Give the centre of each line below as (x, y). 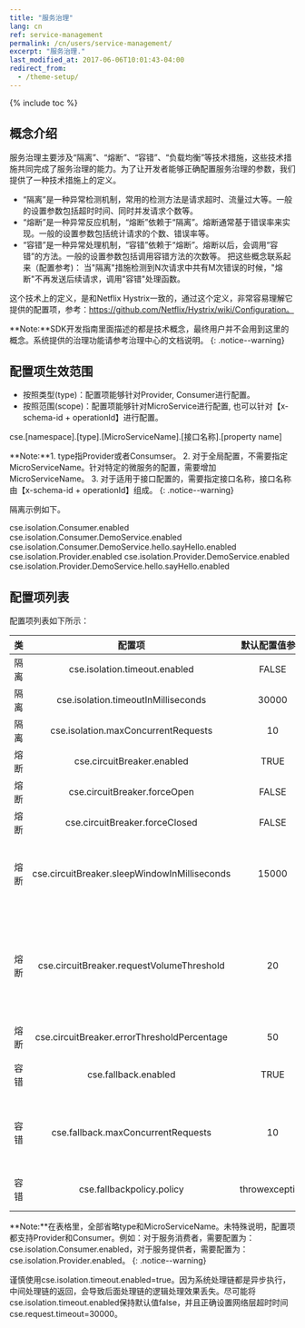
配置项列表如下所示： (49, 621)
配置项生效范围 (51, 371)
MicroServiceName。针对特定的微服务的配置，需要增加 (113, 468)
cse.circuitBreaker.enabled (131, 761)
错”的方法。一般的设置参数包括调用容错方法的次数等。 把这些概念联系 (152, 256)
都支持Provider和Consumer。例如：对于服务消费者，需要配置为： (132, 1238)
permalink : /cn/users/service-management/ (91, 43)
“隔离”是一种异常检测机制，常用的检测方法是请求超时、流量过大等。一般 (157, 199)
